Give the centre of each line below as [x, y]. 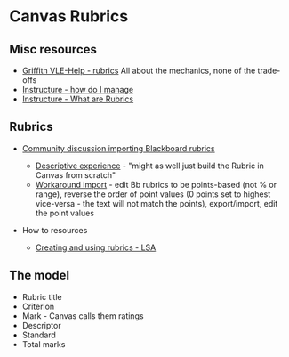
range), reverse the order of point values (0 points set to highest [153, 194]
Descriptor [41, 325]
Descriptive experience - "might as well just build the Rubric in [149, 166]
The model [40, 276]
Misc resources [53, 49]
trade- [269, 70]
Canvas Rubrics [69, 16]
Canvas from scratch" [76, 174]
